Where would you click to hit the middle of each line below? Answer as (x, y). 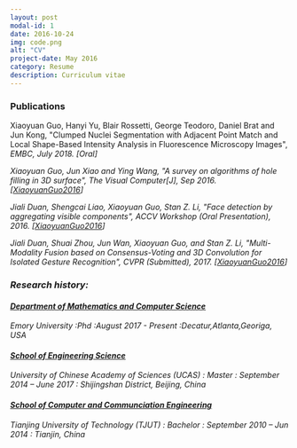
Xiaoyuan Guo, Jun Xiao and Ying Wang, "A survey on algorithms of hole (144, 171)
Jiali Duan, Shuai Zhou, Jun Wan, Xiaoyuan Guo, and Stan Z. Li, (127, 243)
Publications (38, 106)
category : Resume (42, 67)
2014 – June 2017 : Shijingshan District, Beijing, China (108, 385)
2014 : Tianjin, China (48, 434)
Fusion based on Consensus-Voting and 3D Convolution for (153, 253)
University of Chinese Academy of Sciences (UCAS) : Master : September (145, 375)
